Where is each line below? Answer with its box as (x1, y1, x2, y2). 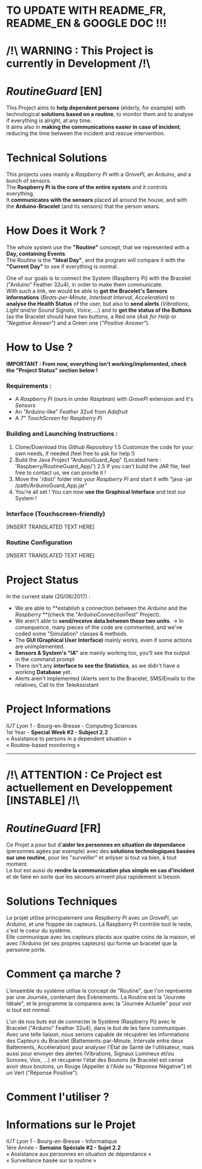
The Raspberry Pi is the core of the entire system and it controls (6, 184, 168, 191)
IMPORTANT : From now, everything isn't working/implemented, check (6, 361, 188, 368)
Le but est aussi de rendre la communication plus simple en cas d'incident (6, 867, 194, 874)
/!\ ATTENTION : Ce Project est (6, 768, 162, 782)
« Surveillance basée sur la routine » (6, 1157, 97, 1164)
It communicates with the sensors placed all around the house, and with (6, 196, 188, 203)
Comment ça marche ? (6, 967, 121, 981)
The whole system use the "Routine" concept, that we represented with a (6, 244, 189, 251)
